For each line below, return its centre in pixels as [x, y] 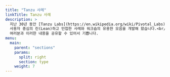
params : [22, 52]
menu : [11, 38]
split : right [32, 57]
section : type [34, 62]
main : [16, 43]
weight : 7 [25, 66]
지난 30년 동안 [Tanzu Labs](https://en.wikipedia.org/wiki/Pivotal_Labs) [88, 24]
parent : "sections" [35, 48]
